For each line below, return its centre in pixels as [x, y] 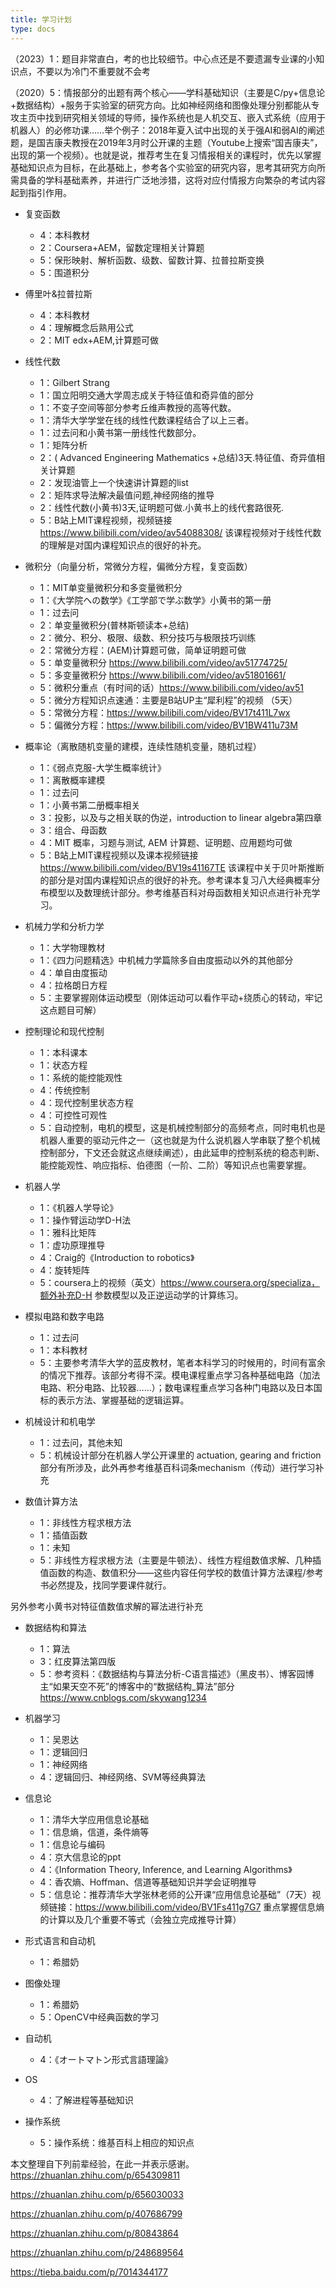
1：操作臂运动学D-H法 [85, 1220]
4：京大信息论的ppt [80, 1857]
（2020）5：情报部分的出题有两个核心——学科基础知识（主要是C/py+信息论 [168, 92]
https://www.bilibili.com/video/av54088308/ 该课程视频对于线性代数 [180, 532]
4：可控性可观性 [73, 1115]
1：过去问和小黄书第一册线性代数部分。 [120, 432]
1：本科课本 [63, 1052]
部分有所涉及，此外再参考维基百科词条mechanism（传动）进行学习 [177, 1467]
